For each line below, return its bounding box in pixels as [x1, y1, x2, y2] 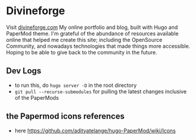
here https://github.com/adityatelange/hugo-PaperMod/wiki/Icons [14, 127, 176, 134]
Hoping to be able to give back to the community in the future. [6, 48, 158, 56]
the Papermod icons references [6, 111, 125, 122]
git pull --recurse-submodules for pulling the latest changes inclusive [14, 87, 187, 95]
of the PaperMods [14, 94, 59, 101]
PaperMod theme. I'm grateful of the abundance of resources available [6, 30, 179, 37]
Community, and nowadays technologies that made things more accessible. [6, 43, 191, 50]
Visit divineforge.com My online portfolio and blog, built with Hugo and [6, 24, 178, 31]
